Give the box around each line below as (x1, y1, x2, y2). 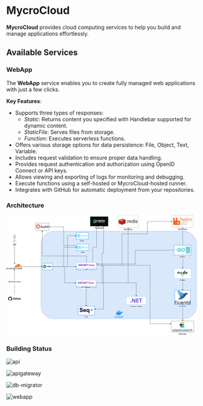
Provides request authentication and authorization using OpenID (14, 160, 175, 168)
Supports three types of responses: (14, 109, 104, 116)
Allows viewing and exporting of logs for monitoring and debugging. (14, 173, 185, 180)
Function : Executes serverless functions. (24, 135, 126, 142)
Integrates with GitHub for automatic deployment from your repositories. (14, 186, 195, 193)
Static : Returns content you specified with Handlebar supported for (24, 115, 192, 122)
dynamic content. (24, 122, 68, 129)
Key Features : (6, 97, 42, 104)
